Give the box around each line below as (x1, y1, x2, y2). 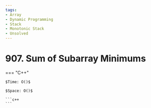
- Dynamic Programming (5, 17, 53, 22)
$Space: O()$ (5, 88, 33, 93)
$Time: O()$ (5, 79, 31, 84)
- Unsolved (5, 31, 28, 36)
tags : (5, 7, 17, 13)
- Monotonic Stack (5, 26, 44, 31)
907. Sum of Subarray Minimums (5, 53, 146, 64)
